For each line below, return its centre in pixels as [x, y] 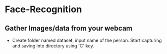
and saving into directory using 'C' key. [53, 46]
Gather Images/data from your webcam [69, 28]
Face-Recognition [44, 9]
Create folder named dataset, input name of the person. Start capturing [87, 40]
